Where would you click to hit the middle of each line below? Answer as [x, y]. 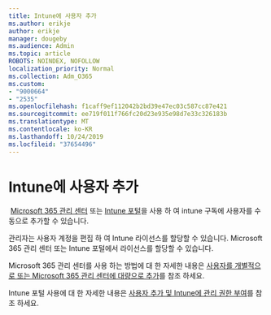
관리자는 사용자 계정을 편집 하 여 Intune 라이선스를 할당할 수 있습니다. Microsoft [135, 238]
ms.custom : [27, 84]
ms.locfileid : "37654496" [52, 144]
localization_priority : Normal [61, 69]
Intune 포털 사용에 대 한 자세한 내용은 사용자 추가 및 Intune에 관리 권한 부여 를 [131, 293]
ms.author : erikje [39, 24]
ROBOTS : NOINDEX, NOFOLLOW [54, 62]
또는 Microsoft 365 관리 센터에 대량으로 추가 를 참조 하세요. [111, 276]
